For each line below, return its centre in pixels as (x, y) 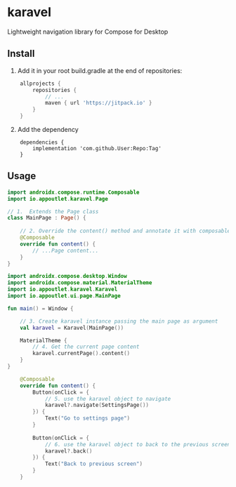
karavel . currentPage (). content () (81, 354)
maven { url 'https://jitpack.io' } (98, 103)
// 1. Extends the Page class (53, 211)
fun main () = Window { (40, 308)
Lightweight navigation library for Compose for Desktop (88, 32)
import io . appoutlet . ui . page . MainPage (64, 296)
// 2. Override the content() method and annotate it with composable (125, 231)
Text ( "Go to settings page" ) (87, 418)
